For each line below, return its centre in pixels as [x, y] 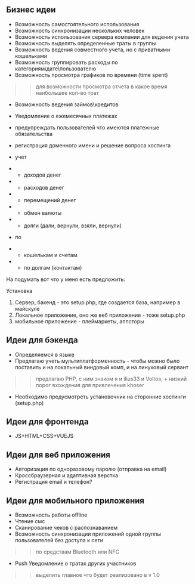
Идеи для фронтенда [47, 422]
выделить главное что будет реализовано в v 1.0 [97, 575]
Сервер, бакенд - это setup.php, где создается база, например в [97, 302]
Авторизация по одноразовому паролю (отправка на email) [91, 469]
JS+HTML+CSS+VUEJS [44, 436]
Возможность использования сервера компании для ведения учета [102, 37]
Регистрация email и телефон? [53, 482]
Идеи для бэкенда [42, 340]
